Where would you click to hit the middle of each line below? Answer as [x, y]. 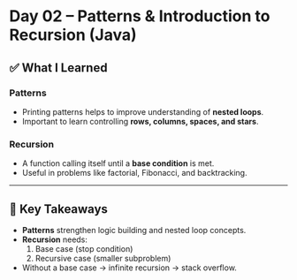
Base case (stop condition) [84, 248]
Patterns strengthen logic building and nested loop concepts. [134, 230]
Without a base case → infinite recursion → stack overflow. [129, 268]
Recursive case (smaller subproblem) [103, 258]
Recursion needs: [55, 239]
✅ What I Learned [58, 68]
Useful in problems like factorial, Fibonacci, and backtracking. [134, 173]
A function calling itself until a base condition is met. [118, 163]
